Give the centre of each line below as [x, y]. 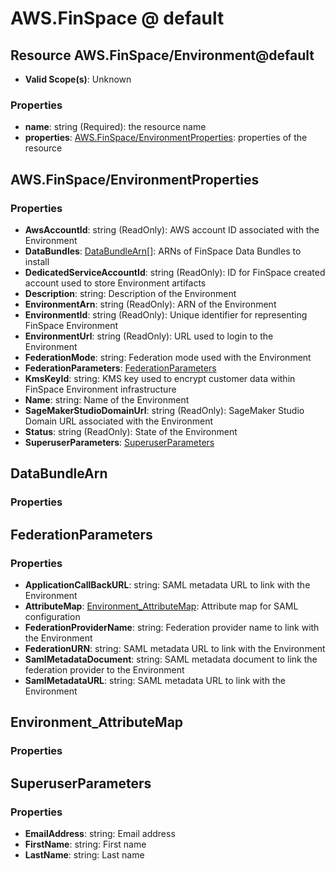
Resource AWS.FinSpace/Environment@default [162, 55]
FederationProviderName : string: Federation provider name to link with [172, 627]
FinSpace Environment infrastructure [100, 389]
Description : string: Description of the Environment [130, 293]
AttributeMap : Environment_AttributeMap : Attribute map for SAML [161, 606]
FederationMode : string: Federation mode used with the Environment [168, 357]
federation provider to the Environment [104, 669]
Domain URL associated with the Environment [119, 421]
